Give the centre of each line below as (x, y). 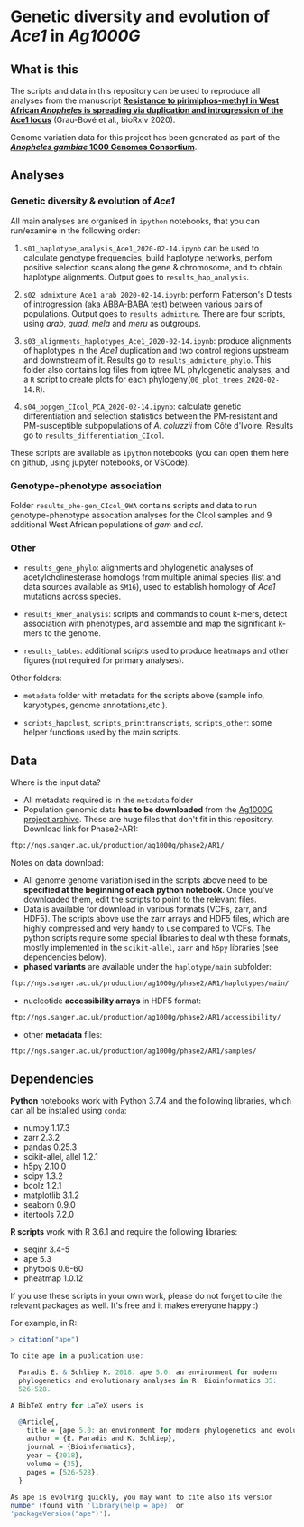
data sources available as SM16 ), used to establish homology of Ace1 (149, 587)
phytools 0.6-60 (53, 1269)
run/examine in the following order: (75, 230)
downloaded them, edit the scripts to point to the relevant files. (140, 899)
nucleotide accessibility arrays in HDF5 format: (112, 1001)
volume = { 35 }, (55, 1464)
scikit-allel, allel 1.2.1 (60, 1157)
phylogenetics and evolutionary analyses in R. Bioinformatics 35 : (148, 1381)
